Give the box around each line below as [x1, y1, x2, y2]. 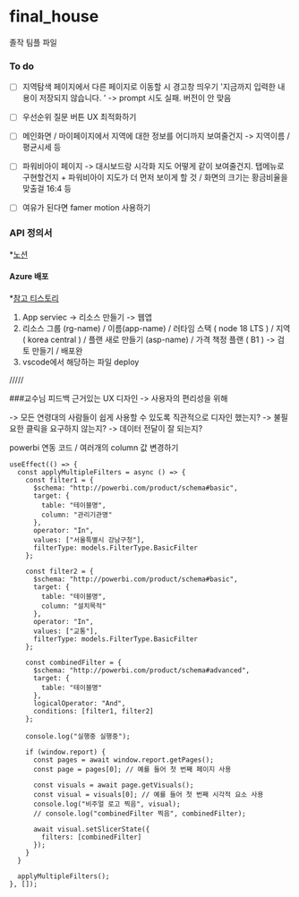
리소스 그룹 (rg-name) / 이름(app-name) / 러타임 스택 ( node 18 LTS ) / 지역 [21, 323, 291, 334]
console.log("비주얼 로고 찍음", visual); [32, 799, 181, 809]
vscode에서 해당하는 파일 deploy [21, 356, 140, 368]
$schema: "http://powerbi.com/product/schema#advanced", [32, 666, 251, 675]
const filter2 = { [25, 567, 94, 577]
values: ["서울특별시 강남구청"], [32, 535, 145, 545]
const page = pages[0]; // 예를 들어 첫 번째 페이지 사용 [32, 765, 232, 774]
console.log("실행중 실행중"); [25, 732, 131, 741]
